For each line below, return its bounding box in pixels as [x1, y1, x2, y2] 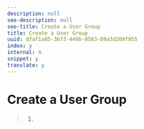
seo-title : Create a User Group [7, 23, 100, 30]
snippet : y [7, 55, 39, 62]
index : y [7, 42, 33, 49]
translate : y [7, 62, 45, 69]
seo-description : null [7, 17, 73, 24]
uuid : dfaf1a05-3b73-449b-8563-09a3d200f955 [7, 36, 138, 43]
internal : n [7, 49, 42, 56]
